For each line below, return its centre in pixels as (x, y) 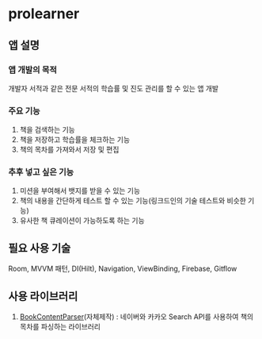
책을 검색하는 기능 (47, 130)
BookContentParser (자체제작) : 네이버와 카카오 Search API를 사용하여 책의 (137, 317)
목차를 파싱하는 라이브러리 (60, 327)
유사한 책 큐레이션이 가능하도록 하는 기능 (82, 221)
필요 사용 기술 (40, 248)
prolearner (44, 14)
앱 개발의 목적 (33, 70)
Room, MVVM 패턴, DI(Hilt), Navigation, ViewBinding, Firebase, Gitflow (123, 269)
